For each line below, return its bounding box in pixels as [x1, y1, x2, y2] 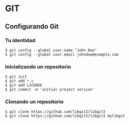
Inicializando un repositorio [5, 63, 72, 70]
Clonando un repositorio [5, 98, 64, 105]
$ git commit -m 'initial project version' [5, 87, 95, 92]
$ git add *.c [5, 79, 34, 84]
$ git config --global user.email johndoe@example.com [5, 52, 119, 57]
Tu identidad [5, 37, 36, 44]
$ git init [5, 74, 27, 79]
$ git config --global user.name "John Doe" [5, 48, 97, 53]
